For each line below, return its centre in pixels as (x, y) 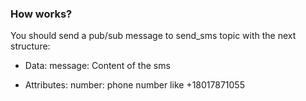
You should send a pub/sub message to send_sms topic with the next (153, 36)
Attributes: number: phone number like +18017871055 (134, 85)
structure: (30, 46)
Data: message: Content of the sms (97, 66)
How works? (41, 14)
